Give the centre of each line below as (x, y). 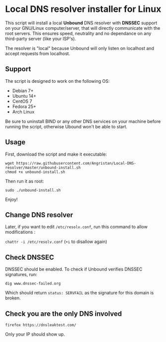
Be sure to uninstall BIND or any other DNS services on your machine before (83, 121)
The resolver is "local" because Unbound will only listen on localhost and (80, 48)
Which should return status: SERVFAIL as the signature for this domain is (80, 293)
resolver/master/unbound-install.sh (43, 168)
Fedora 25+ (24, 106)
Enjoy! (12, 199)
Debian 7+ (23, 91)
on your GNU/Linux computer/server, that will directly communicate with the (83, 28)
